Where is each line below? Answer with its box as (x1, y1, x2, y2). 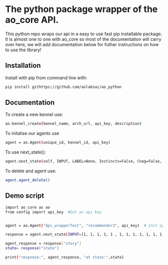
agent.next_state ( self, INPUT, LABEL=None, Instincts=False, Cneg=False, (5, 159, 162, 164)
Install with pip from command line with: (5, 74, 87, 81)
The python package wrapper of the (5, 4, 158, 15)
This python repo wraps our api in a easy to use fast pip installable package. (5, 31, 162, 37)
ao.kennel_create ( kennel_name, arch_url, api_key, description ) (5, 121, 142, 126)
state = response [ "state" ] (5, 246, 59, 251)
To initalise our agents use (5, 130, 59, 137)
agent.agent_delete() (5, 178, 50, 183)
